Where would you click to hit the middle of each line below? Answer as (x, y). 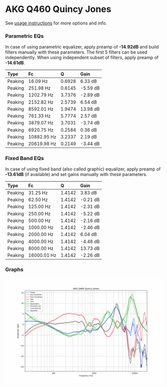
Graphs (14, 269)
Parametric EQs (24, 36)
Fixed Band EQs (24, 158)
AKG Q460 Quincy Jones (58, 9)
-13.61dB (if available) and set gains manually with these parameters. (76, 174)
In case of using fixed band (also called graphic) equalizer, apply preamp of (83, 169)
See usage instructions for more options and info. (56, 23)
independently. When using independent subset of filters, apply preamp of (82, 57)
